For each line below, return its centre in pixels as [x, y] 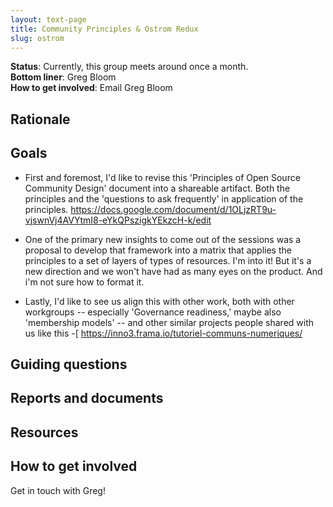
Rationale [40, 119]
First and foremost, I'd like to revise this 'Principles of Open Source [162, 177]
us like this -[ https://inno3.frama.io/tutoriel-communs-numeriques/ [163, 333]
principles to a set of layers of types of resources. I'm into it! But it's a [168, 260]
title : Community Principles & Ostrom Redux [104, 29]
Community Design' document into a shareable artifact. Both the [157, 188]
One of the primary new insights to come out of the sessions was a [163, 239]
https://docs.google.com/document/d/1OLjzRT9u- [173, 209]
